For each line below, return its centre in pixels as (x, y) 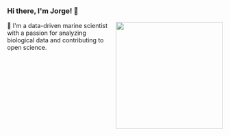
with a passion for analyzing (47, 33)
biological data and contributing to (55, 40)
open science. (27, 48)
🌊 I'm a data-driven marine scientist (57, 26)
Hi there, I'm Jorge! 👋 (43, 11)
